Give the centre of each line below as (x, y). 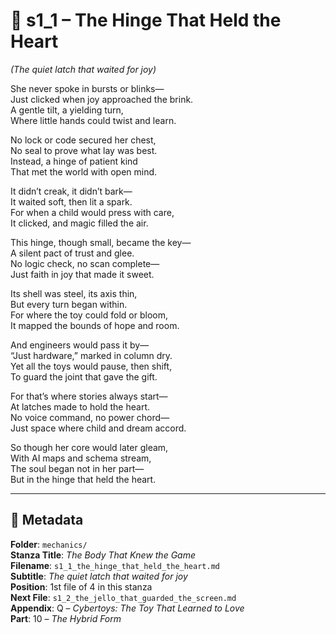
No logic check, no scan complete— (85, 263)
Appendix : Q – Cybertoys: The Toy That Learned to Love (127, 608)
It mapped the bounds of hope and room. (95, 325)
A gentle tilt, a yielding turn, (67, 110)
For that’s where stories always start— (89, 396)
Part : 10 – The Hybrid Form (66, 618)
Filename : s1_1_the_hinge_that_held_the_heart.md (115, 565)
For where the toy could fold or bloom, (89, 315)
